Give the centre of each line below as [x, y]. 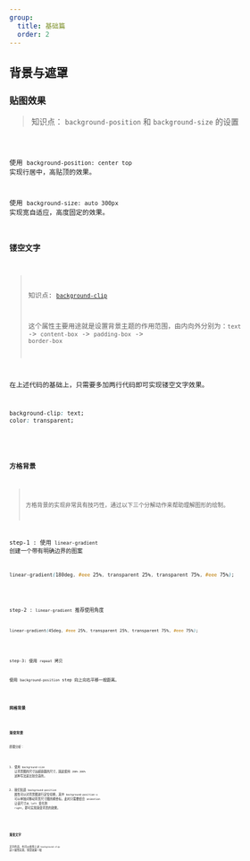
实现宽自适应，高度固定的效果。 [59, 212]
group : [21, 17]
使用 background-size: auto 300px [64, 202]
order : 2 [33, 34]
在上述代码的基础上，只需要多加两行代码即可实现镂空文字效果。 [109, 385]
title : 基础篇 [42, 26]
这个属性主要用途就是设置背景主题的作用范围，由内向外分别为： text [135, 326]
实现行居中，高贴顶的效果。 [53, 172]
